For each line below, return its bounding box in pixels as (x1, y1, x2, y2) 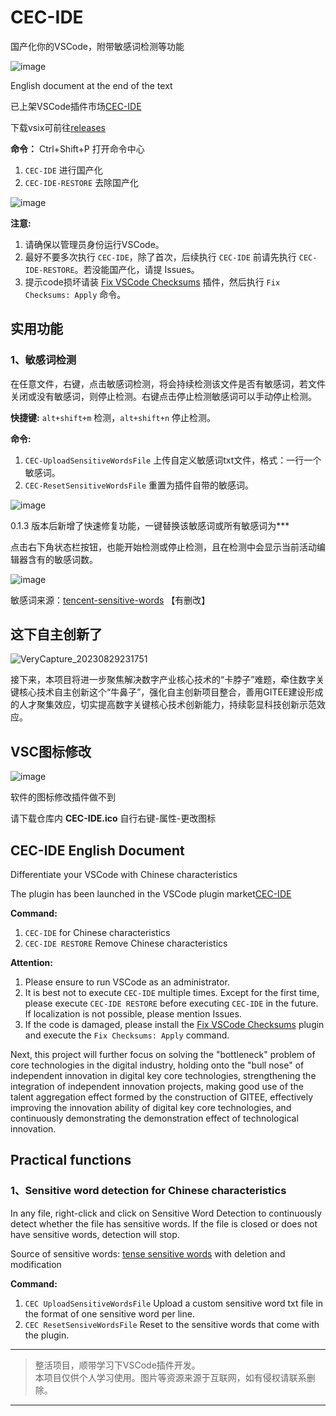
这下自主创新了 (10, 626, 103, 643)
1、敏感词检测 (10, 353, 77, 367)
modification (10, 1258, 62, 1270)
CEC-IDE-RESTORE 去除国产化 (24, 176, 140, 188)
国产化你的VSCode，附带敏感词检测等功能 (10, 40, 185, 52)
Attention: (10, 957, 53, 969)
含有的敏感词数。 (27, 553, 98, 565)
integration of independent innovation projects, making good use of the (10, 1081, 304, 1093)
